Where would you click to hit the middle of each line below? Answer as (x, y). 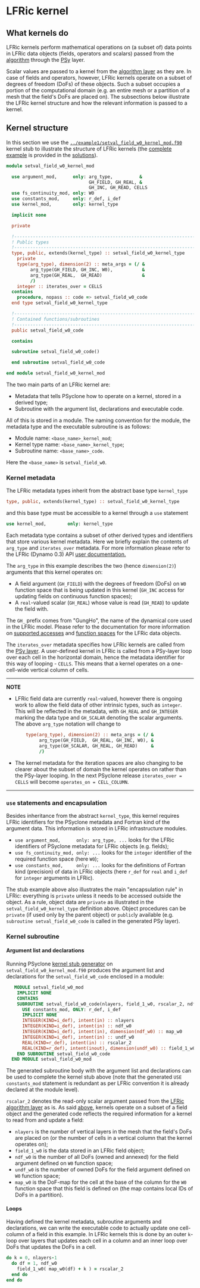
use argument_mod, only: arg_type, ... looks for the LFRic (94, 840)
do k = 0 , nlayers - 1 (32, 1258)
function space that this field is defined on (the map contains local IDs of (104, 1189)
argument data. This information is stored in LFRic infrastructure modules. (97, 828)
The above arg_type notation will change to (68, 724)
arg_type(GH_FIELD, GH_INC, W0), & (87, 270)
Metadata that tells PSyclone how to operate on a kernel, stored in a (98, 396)
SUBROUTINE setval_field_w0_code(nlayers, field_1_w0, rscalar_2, (101, 1004)
